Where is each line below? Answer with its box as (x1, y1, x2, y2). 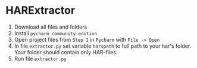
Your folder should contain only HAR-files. (14, 48, 118, 55)
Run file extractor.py (14, 55, 67, 62)
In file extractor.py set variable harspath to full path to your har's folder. (14, 42, 192, 50)
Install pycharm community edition (14, 29, 98, 36)
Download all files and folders (14, 23, 87, 30)
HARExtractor (5, 4, 76, 17)
